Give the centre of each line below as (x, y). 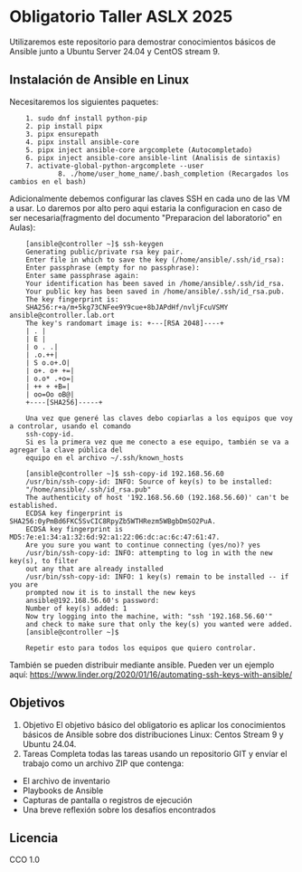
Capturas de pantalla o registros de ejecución (107, 800)
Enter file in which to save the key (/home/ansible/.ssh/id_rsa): (155, 260)
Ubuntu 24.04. (49, 743)
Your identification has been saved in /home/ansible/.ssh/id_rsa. (155, 283)
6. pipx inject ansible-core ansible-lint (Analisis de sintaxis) (153, 158)
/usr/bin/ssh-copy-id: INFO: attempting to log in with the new (149, 553)
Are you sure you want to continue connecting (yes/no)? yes (143, 545)
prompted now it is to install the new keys (111, 592)
